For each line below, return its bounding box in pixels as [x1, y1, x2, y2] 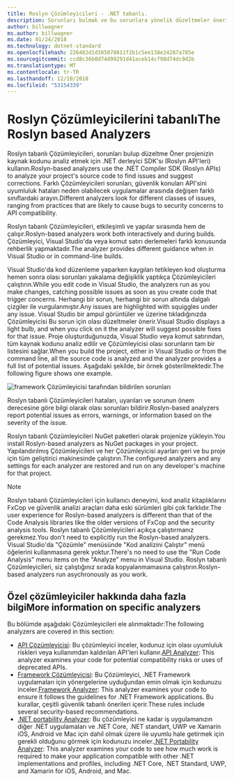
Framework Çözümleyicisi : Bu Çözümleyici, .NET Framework [17, 670, 191, 679]
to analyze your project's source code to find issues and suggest [7, 172, 194, 180]
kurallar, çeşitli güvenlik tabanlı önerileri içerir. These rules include [17, 700, 205, 708]
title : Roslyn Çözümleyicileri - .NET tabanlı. [7, 10, 148, 17]
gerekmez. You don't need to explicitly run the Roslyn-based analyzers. [7, 533, 210, 541]
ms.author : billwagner [7, 29, 73, 37]
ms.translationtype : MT [7, 62, 77, 69]
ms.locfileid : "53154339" [7, 82, 82, 89]
